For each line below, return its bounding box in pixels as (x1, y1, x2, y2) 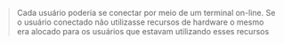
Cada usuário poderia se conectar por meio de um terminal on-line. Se (16, 8, 276, 18)
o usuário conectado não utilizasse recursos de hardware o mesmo (16, 17, 264, 27)
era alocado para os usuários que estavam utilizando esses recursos (16, 26, 270, 36)
